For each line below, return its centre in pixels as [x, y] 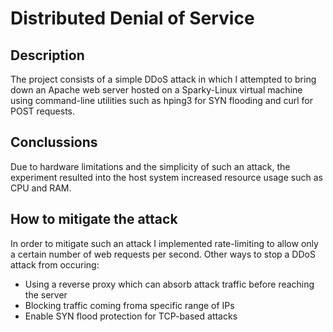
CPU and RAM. [41, 188]
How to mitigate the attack [94, 219]
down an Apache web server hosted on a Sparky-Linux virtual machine [156, 90]
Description [47, 55]
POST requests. [43, 111]
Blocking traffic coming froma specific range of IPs [129, 305]
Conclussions [54, 142]
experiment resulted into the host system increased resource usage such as [166, 177]
